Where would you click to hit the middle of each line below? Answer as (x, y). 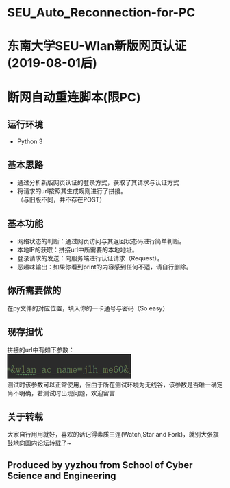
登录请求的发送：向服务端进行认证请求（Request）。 (90, 258)
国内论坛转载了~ (48, 443)
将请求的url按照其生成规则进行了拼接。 (72, 191)
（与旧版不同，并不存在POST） (61, 199)
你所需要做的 (34, 290)
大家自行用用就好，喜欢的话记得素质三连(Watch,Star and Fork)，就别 (104, 435)
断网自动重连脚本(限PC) (74, 97)
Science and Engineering (62, 475)
